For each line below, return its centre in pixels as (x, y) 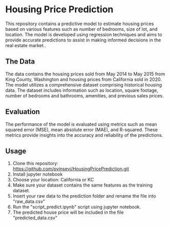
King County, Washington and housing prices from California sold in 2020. (84, 79)
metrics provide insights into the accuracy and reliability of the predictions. (84, 135)
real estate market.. (26, 45)
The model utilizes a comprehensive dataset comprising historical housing (84, 85)
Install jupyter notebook (38, 174)
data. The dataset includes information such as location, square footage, (82, 90)
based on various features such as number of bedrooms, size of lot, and (81, 29)
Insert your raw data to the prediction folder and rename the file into (84, 196)
